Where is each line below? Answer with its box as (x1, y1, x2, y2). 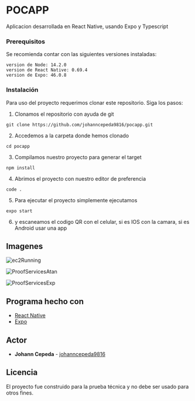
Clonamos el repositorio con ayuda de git (14, 110, 114, 117)
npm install (6, 165, 35, 171)
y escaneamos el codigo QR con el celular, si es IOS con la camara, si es (14, 218, 190, 225)
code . (6, 186, 22, 192)
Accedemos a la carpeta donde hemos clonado (14, 132, 129, 139)
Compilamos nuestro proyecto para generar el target (14, 153, 142, 161)
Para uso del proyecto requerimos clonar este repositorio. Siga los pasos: (6, 99, 183, 106)
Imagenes (6, 241, 43, 251)
